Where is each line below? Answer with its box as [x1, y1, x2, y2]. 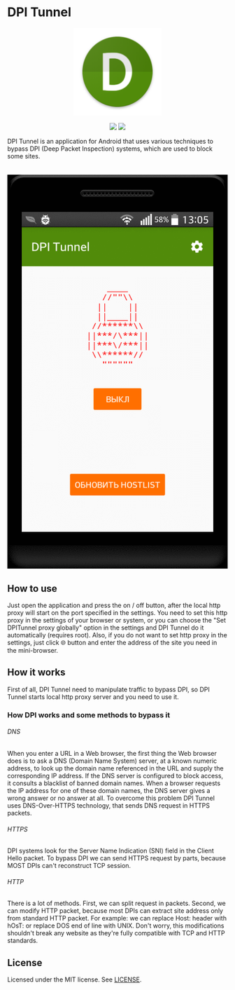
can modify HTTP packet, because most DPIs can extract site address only [7, 907, 224, 915]
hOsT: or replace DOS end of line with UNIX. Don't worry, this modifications [7, 921, 225, 930]
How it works [7, 667, 66, 679]
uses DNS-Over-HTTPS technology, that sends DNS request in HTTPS [7, 801, 210, 810]
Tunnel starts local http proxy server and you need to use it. [7, 692, 180, 701]
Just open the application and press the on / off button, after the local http [7, 601, 221, 610]
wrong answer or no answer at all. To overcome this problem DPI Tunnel [7, 794, 215, 803]
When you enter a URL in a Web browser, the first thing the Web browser [7, 750, 217, 758]
